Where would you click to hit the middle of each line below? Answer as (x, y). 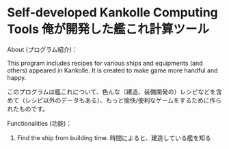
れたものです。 (28, 109)
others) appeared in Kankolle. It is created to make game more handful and (112, 70)
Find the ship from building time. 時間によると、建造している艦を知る (114, 137)
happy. (17, 77)
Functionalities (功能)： (40, 123)
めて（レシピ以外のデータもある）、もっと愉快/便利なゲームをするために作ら (114, 100)
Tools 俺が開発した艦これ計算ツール (108, 29)
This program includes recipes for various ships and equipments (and (105, 63)
